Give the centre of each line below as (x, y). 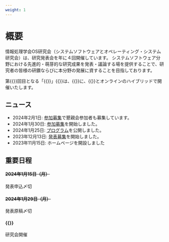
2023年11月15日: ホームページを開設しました (59, 143)
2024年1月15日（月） (28, 174)
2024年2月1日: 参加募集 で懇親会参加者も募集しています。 (72, 118)
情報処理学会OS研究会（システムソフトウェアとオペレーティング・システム (83, 51)
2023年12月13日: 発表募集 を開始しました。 (57, 137)
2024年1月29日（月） (28, 199)
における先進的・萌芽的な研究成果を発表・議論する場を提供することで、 (84, 64)
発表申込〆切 (18, 186)
